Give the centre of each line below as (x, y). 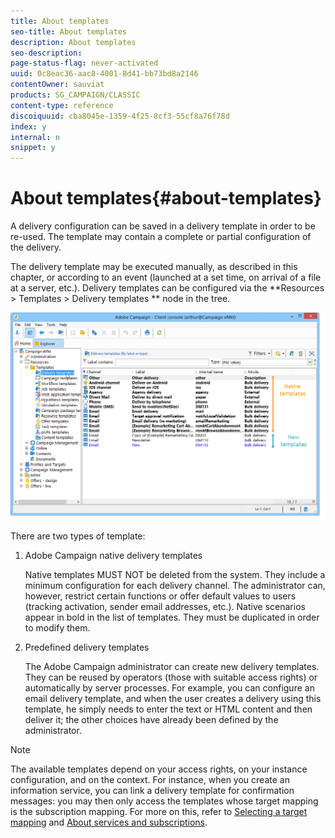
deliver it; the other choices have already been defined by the (151, 720)
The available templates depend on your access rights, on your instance (159, 769)
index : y (28, 126)
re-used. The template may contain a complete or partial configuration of (161, 237)
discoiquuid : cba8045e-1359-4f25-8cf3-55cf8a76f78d (120, 116)
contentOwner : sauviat (57, 85)
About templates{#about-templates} (166, 198)
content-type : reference (62, 105)
